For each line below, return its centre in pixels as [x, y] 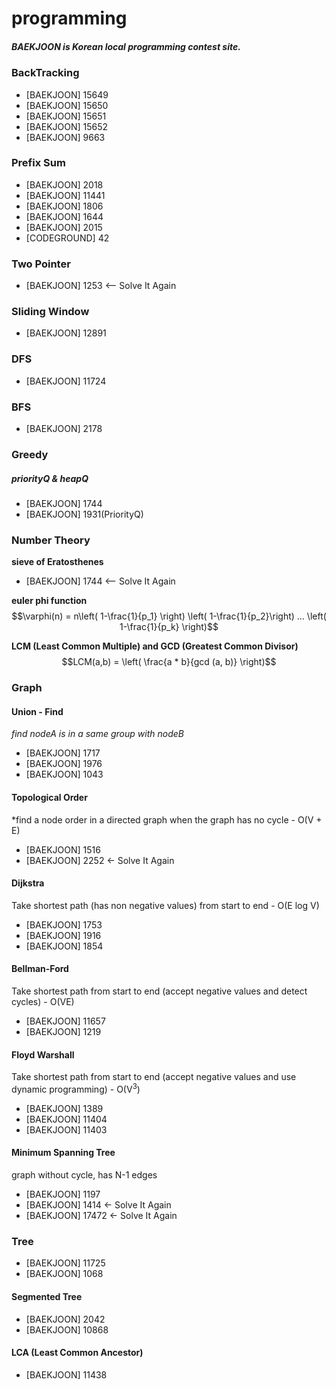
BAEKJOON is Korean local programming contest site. [126, 46]
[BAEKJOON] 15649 [67, 94]
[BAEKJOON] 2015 [64, 227]
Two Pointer [41, 264]
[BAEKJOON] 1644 [64, 216]
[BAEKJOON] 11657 [65, 1021]
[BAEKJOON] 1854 [64, 946]
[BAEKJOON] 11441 [65, 195]
